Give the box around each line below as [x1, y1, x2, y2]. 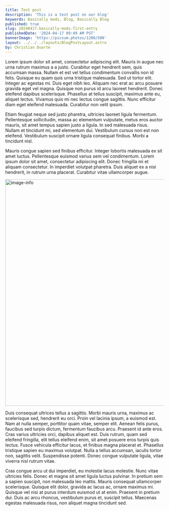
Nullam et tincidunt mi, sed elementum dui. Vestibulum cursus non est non [5, 127, 159, 133]
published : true [5, 21, 39, 27]
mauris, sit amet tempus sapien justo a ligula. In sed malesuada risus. [5, 122, 149, 128]
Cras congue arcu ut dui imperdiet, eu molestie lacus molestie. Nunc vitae [5, 468, 158, 474]
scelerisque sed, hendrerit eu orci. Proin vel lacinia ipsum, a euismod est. [5, 415, 157, 421]
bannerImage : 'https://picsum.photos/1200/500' [5, 36, 107, 41]
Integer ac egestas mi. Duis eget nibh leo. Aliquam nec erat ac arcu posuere [5, 80, 162, 86]
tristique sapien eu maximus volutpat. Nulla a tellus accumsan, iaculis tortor [5, 447, 162, 453]
